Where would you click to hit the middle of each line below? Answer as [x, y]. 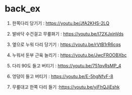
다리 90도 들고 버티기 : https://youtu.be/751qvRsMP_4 [67, 65]
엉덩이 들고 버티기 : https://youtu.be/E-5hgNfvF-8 [63, 76]
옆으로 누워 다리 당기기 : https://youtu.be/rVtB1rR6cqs [67, 44]
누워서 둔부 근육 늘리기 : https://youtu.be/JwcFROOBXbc [69, 55]
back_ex [23, 9]
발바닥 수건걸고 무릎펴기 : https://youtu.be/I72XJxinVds [68, 33]
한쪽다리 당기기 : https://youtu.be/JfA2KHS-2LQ [60, 23]
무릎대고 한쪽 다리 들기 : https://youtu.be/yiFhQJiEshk [66, 87]
